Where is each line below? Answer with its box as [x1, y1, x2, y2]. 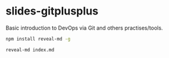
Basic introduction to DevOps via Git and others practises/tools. [5, 24, 163, 31]
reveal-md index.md [5, 47, 55, 53]
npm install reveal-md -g [5, 36, 70, 42]
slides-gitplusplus [5, 4, 99, 18]
